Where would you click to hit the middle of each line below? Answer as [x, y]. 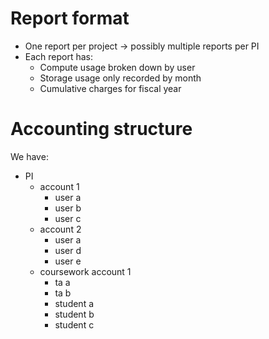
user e [68, 261]
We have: [29, 156]
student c [74, 324]
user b [68, 208]
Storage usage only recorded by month [120, 78]
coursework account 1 [85, 271]
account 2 [60, 229]
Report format [70, 18]
